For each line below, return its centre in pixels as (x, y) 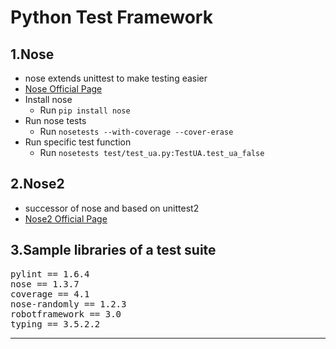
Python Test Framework (111, 17)
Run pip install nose (85, 110)
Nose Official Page (63, 89)
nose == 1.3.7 (45, 284)
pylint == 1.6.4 (50, 274)
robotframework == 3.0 (66, 314)
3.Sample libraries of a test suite (113, 250)
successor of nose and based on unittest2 (112, 208)
